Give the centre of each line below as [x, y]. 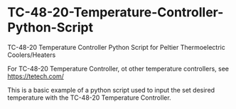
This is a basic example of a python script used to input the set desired [111, 90]
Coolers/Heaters [32, 55]
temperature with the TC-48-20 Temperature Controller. [90, 98]
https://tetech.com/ [36, 76]
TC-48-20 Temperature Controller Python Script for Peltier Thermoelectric [116, 47]
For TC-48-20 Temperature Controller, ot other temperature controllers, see [118, 68]
